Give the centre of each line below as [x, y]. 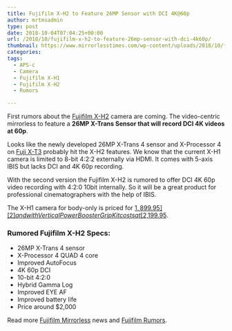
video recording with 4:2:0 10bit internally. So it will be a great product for [112, 187]
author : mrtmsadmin [35, 20]
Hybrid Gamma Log [45, 285]
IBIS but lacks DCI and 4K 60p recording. [66, 167]
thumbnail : [23, 46]
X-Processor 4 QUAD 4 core [58, 256]
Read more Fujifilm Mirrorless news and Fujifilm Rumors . [87, 320]
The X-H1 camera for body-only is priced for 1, [73, 208]
